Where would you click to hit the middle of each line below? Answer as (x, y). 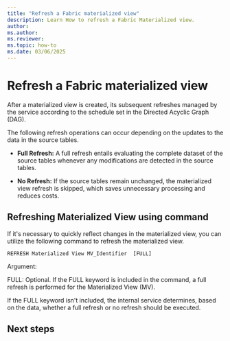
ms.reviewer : (26, 39)
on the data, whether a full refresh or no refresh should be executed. (104, 307)
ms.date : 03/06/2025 (37, 52)
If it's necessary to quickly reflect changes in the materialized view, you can (114, 233)
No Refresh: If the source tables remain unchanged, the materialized (114, 181)
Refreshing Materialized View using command (108, 217)
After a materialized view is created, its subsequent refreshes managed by (112, 104)
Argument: (22, 266)
